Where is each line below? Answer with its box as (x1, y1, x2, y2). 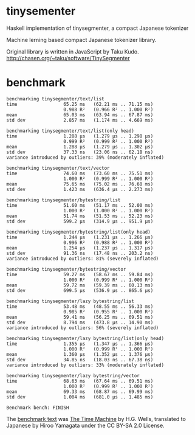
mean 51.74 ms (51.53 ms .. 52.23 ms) (6, 213, 154, 219)
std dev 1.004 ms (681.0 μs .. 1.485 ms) (6, 394, 154, 400)
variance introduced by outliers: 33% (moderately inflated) (6, 362, 165, 368)
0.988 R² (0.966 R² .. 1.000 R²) (63, 106, 154, 113)
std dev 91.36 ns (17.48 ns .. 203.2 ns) (6, 250, 154, 256)
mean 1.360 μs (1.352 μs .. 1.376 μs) (6, 351, 154, 357)
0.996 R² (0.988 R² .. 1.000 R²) (63, 239, 154, 246)
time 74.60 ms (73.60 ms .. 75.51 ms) (6, 170, 154, 176)
